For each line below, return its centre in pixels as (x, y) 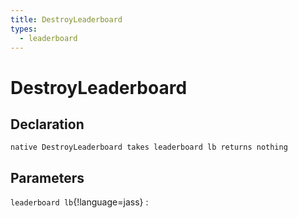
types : (24, 29)
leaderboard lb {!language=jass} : (79, 202)
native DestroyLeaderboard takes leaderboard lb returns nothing (149, 147)
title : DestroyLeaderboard (66, 19)
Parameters (47, 177)
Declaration (47, 124)
